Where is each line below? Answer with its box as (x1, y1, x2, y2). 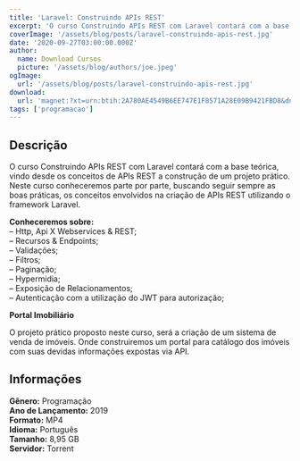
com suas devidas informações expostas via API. (9, 346, 190, 357)
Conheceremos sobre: (9, 216, 95, 228)
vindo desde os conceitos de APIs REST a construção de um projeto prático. (9, 171, 290, 181)
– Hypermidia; (9, 273, 61, 284)
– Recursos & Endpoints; (9, 236, 99, 247)
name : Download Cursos (17, 54, 102, 63)
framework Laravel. (9, 199, 81, 210)
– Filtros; (9, 255, 41, 265)
